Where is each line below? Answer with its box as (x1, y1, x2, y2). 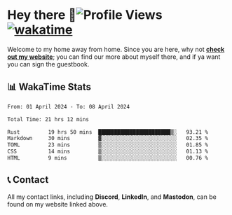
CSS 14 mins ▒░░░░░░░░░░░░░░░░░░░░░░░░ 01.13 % (7, 148, 209, 155)
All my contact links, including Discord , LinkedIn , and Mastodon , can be (7, 193, 217, 201)
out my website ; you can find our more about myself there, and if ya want (7, 53, 221, 61)
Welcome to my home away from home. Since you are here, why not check (7, 45, 225, 53)
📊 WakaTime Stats (7, 81, 92, 93)
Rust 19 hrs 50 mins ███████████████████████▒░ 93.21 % (7, 128, 209, 136)
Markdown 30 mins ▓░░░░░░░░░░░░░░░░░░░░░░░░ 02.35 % (7, 135, 209, 142)
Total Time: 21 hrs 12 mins (7, 116, 90, 123)
